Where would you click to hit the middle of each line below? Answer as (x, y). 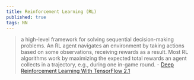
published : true (26, 17)
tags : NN (17, 23)
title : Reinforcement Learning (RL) (51, 12)
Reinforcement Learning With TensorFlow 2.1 (75, 71)
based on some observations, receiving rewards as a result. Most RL (104, 52)
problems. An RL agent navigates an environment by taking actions (103, 46)
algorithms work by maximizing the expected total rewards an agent (104, 58)
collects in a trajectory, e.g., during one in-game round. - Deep (97, 65)
